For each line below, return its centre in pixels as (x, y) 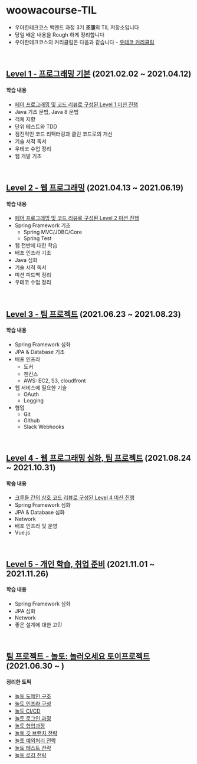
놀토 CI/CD (27, 711)
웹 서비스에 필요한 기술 (41, 388)
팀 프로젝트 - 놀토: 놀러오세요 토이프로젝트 (78, 656)
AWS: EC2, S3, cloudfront (55, 381)
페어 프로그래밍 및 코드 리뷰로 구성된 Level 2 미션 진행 (77, 218)
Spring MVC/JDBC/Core (53, 232)
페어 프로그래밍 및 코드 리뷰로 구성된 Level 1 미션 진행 (76, 104)
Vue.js (22, 533)
